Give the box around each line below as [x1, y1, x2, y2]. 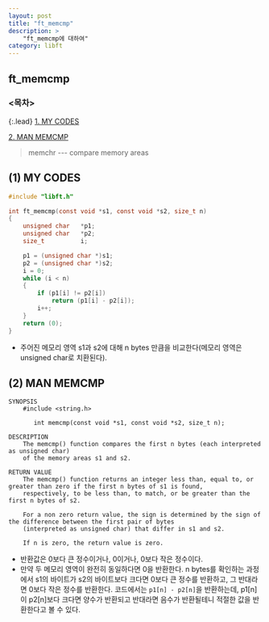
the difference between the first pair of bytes [8, 518, 175, 526]
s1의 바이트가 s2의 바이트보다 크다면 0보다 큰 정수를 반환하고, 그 [35, 574, 237, 584]
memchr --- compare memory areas [27, 147, 149, 158]
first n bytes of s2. [8, 497, 81, 505]
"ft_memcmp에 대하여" [23, 34, 89, 43]
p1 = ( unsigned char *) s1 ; [23, 251, 114, 259]
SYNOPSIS [8, 397, 38, 406]
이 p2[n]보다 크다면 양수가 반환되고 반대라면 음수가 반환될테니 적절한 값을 [19, 595, 251, 604]
